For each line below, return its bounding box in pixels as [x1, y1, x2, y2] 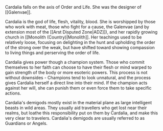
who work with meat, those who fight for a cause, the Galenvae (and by [5, 24, 149, 30]
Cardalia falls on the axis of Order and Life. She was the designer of [5, 4, 142, 10]
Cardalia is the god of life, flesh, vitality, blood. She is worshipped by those [5, 19, 156, 24]
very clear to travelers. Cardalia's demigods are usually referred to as [5, 115, 145, 121]
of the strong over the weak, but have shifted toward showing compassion [5, 45, 155, 50]
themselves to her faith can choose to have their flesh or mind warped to [5, 64, 152, 70]
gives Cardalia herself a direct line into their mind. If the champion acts [5, 80, 148, 86]
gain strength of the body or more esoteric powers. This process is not [5, 70, 148, 75]
